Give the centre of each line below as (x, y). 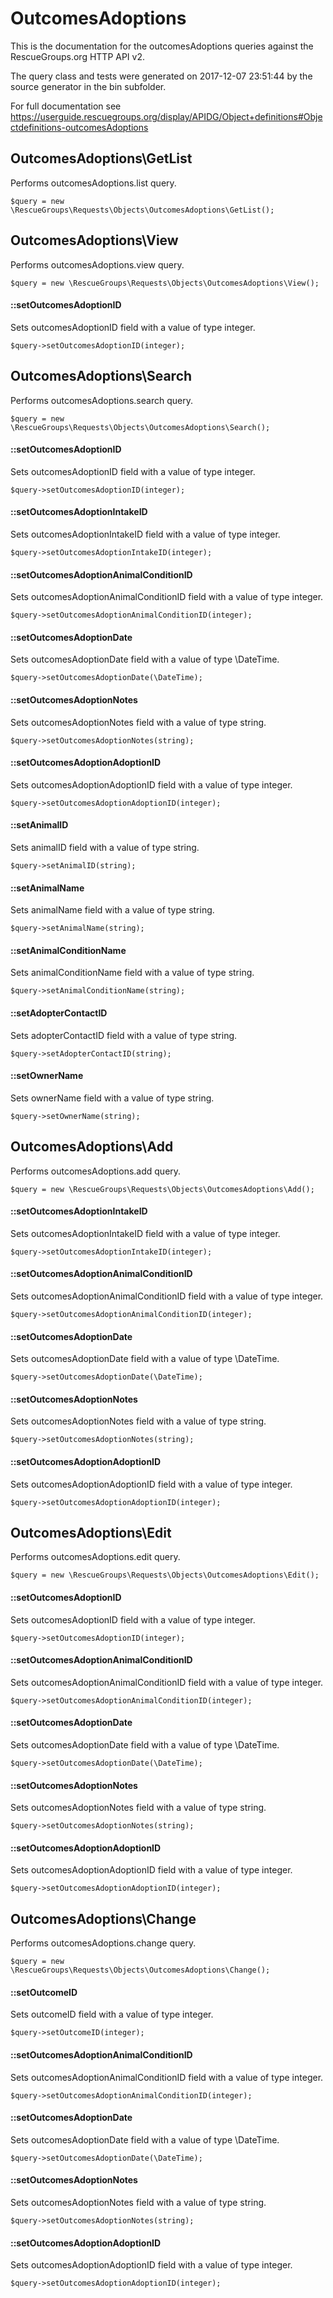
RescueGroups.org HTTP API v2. (77, 56)
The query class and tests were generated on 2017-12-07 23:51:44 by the (161, 76)
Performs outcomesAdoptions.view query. (97, 264)
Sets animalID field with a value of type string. (105, 847)
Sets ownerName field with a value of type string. (112, 1098)
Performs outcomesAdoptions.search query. (101, 400)
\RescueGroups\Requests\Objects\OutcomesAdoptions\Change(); (140, 1970)
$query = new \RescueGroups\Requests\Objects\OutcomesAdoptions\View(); (165, 283)
